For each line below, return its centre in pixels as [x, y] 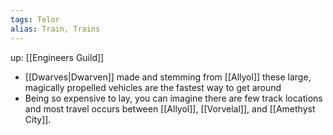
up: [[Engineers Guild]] [57, 57]
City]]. [38, 119]
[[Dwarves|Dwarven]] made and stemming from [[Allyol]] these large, [168, 77]
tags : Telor [35, 19]
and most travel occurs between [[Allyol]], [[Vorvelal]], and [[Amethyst [170, 108]
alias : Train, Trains [55, 29]
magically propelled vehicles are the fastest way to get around [153, 87]
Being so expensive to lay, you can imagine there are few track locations [173, 98]
